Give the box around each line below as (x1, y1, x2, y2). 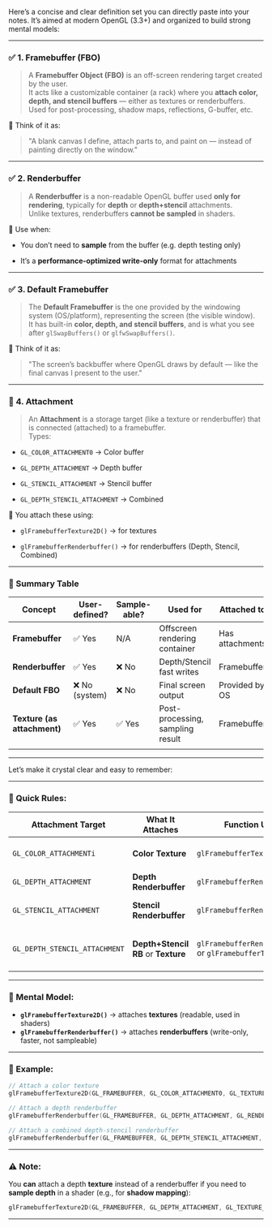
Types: (28, 432, 51, 442)
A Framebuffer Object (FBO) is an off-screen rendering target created (28, 71, 263, 80)
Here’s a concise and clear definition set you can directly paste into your (8, 7, 249, 16)
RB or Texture (132, 948, 186, 959)
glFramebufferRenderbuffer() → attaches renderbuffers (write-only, (19, 1027, 249, 1037)
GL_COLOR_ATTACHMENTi (12, 848, 96, 858)
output (159, 690, 185, 701)
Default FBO (12, 685, 61, 696)
